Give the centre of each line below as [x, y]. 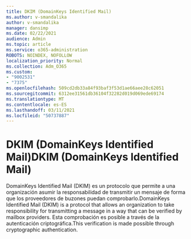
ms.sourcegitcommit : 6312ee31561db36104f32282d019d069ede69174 [85, 94]
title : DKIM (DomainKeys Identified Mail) [59, 11]
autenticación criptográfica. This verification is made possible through [90, 224]
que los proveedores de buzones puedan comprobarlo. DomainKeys [88, 198]
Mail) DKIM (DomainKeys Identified [93, 157]
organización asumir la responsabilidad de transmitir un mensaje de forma [96, 192]
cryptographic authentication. [42, 230]
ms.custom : [19, 72]
